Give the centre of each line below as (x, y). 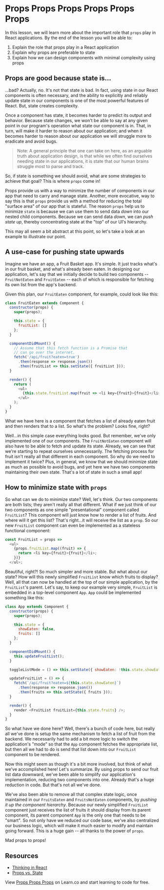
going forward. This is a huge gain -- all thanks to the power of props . (75, 831)
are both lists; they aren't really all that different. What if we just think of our (81, 504)
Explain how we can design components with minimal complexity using (83, 57)
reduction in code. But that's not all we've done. (53, 785)
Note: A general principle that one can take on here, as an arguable (84, 150)
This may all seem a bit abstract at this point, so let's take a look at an (75, 231)
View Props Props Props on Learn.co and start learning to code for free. (77, 882)
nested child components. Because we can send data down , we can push (79, 217)
